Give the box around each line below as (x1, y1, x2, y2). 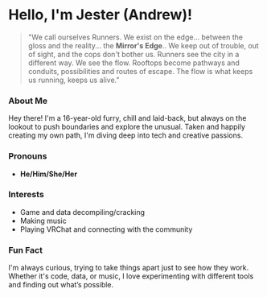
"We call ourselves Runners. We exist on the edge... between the (27, 32, 244, 42)
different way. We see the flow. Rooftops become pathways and (27, 58, 240, 68)
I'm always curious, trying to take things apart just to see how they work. (8, 263, 249, 273)
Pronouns (8, 151, 47, 162)
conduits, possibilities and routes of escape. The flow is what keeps (27, 66, 253, 76)
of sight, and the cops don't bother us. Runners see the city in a (27, 49, 240, 59)
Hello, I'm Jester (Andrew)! (8, 6, 193, 24)
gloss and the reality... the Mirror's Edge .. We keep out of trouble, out (27, 40, 259, 50)
